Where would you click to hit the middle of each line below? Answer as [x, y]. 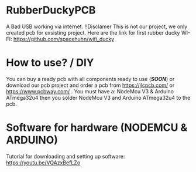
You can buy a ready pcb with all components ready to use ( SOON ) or [90, 79]
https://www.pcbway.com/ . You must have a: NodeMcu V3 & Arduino [90, 91]
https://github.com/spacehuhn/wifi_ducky [64, 39]
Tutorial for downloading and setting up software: [66, 156]
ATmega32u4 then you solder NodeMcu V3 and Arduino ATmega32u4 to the [98, 97]
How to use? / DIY [50, 63]
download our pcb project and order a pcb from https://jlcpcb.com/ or [90, 85]
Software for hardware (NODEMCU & [97, 128]
